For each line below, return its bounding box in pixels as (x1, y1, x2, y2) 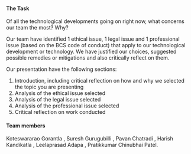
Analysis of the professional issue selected (14, 102, 119, 109)
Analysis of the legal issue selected (14, 96, 101, 103)
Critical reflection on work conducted (14, 109, 106, 116)
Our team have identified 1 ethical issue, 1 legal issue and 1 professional (6, 35, 180, 42)
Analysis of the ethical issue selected (14, 90, 106, 97)
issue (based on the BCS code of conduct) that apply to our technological (6, 42, 186, 49)
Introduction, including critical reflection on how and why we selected (14, 77, 184, 84)
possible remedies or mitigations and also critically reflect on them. (6, 54, 170, 61)
